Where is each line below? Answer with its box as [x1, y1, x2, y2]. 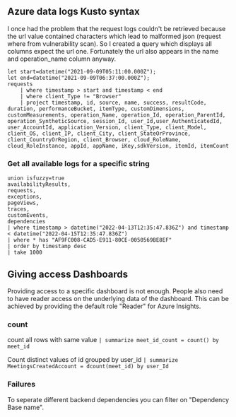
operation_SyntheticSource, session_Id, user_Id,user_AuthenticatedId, [7, 117, 223, 124]
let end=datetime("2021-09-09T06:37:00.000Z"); [7, 74, 151, 81]
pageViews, [7, 199, 40, 207]
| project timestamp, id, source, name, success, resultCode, [20, 99, 207, 106]
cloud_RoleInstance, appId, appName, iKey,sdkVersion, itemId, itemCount [7, 142, 230, 149]
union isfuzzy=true [7, 175, 65, 182]
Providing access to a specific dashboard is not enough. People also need [7, 286, 223, 295]
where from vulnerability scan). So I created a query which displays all [7, 39, 212, 48]
